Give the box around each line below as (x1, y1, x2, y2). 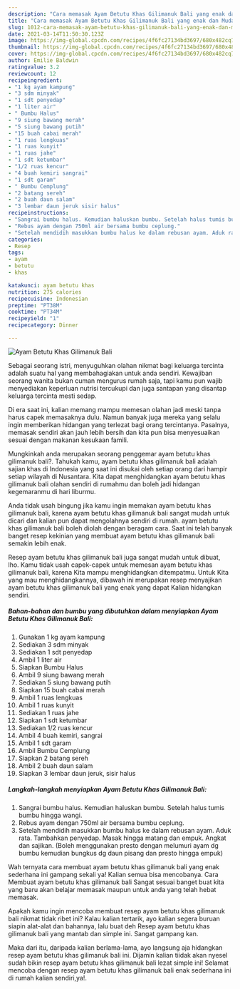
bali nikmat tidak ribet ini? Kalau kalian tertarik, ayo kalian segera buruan (8, 914, 220, 923)
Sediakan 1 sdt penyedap (18, 647, 93, 656)
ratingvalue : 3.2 (8, 63, 60, 71)
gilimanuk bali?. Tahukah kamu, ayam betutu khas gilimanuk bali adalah (8, 457, 218, 466)
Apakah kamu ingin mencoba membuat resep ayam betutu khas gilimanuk (8, 906, 225, 915)
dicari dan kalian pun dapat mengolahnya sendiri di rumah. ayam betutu (8, 516, 219, 525)
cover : (8, 51, 28, 58)
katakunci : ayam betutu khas (8, 282, 95, 289)
